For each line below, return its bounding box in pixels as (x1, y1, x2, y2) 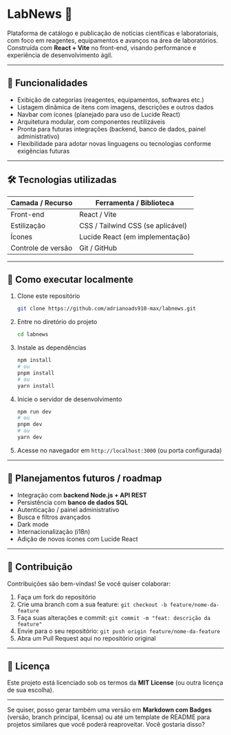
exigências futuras (16, 147, 70, 155)
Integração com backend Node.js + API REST (16, 491, 148, 499)
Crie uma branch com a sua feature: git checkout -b (16, 600, 167, 608)
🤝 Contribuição (7, 561, 73, 573)
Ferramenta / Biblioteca (95, 198, 174, 207)
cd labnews (16, 331, 49, 338)
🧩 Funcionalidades (7, 77, 88, 89)
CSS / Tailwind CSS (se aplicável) (78, 220, 188, 230)
